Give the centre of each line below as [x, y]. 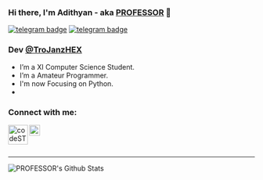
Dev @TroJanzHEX [45, 50]
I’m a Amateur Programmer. [63, 75]
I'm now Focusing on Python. [66, 83]
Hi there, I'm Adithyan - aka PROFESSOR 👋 [90, 13]
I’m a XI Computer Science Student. [77, 67]
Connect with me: [43, 112]
